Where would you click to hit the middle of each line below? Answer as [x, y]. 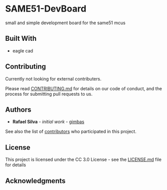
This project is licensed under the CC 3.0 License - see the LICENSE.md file [83, 160]
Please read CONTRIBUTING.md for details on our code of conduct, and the [83, 88]
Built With [21, 39]
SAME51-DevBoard [46, 9]
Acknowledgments [36, 181]
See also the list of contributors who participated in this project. [71, 132]
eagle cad [23, 50]
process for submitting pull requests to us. [49, 94]
